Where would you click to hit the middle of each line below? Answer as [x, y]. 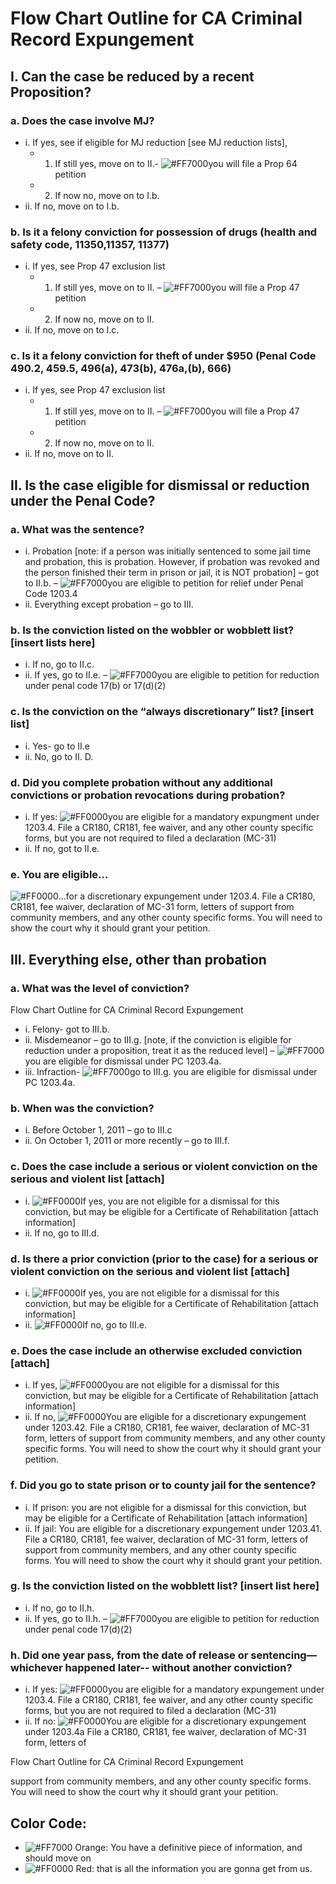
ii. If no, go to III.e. [86, 1324]
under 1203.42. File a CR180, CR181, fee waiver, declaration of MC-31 [167, 1428]
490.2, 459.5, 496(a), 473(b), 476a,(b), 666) [121, 369]
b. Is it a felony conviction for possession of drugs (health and [164, 232]
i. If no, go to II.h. [59, 1608]
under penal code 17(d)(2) [78, 1629]
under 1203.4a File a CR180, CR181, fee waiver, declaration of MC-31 [165, 1732]
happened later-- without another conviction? [178, 1667]
